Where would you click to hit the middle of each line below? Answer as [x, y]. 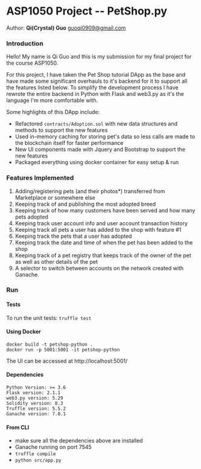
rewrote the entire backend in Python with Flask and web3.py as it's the [95, 94]
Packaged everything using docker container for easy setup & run [97, 162]
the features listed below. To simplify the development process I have [92, 88]
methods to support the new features [61, 130]
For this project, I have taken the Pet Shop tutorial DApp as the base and [96, 75]
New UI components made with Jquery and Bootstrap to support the [100, 150]
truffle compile [35, 454]
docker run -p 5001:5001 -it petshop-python [63, 349]
